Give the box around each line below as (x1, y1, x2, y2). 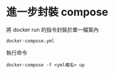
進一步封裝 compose (6, 5, 109, 19)
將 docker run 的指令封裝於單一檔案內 (6, 26, 99, 33)
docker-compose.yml (6, 38, 55, 44)
